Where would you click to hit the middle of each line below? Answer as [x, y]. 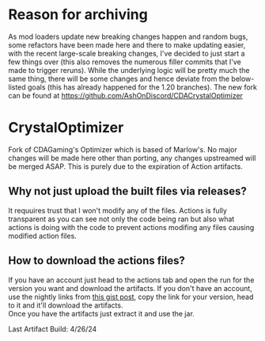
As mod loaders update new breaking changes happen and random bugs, [128, 36]
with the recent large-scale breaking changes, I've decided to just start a [127, 53]
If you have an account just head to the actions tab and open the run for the [131, 280]
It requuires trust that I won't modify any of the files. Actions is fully [118, 210]
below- [243, 79]
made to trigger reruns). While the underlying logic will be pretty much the [129, 70]
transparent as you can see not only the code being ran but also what [121, 219]
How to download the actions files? [97, 261]
